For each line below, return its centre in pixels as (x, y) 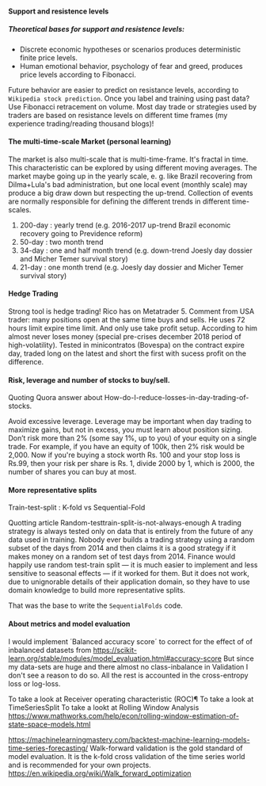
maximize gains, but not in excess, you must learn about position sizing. (125, 430)
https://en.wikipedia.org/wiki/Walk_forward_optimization (100, 773)
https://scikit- (115, 650)
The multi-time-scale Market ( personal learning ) (90, 142)
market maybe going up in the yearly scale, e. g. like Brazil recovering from (131, 176)
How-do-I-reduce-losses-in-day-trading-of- (177, 398)
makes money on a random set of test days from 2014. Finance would (122, 557)
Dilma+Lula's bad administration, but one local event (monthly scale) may (128, 184)
